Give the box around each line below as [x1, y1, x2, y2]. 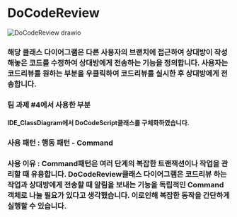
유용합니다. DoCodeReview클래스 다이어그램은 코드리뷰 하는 [30, 170, 228, 180]
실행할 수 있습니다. [7, 201, 67, 211]
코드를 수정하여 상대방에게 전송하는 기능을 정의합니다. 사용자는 [29, 58, 229, 68]
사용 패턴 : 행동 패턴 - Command [7, 138, 113, 148]
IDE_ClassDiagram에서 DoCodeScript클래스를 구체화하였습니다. [7, 119, 190, 127]
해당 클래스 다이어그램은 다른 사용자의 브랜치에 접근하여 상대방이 [7, 47, 213, 57]
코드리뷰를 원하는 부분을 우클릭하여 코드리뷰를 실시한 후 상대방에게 [7, 69, 219, 78]
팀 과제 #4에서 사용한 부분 [7, 100, 91, 110]
